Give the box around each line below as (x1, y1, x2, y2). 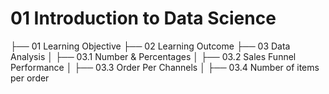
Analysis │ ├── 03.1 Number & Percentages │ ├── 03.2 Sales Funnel (10, 50, 297, 62)
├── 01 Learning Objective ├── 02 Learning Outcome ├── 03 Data (10, 40, 291, 52)
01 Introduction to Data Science (10, 7, 277, 30)
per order (10, 72, 50, 84)
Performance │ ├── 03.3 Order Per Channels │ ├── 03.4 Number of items (10, 61, 320, 73)
